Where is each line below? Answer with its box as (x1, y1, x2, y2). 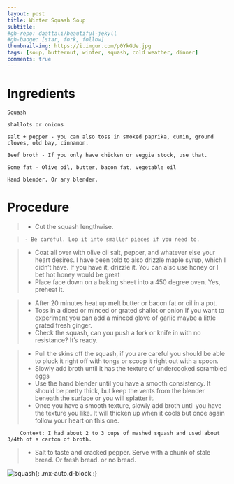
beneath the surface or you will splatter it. (34, 394, 155, 402)
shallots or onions (7, 121, 64, 128)
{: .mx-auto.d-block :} (34, 469, 98, 477)
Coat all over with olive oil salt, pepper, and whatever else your (34, 248, 215, 256)
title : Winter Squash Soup (7, 17, 86, 24)
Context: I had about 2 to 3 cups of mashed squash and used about (20, 430, 220, 437)
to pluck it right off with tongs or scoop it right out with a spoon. (34, 357, 219, 365)
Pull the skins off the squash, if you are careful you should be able (34, 349, 226, 358)
